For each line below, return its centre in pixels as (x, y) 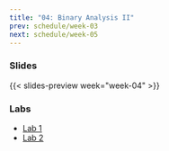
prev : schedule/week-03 (54, 26)
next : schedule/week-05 (54, 34)
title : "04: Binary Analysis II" (72, 18)
